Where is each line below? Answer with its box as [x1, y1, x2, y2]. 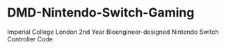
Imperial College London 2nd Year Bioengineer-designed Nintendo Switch [7, 28, 219, 36]
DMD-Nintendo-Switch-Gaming [7, 5, 195, 21]
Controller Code [7, 35, 54, 43]
